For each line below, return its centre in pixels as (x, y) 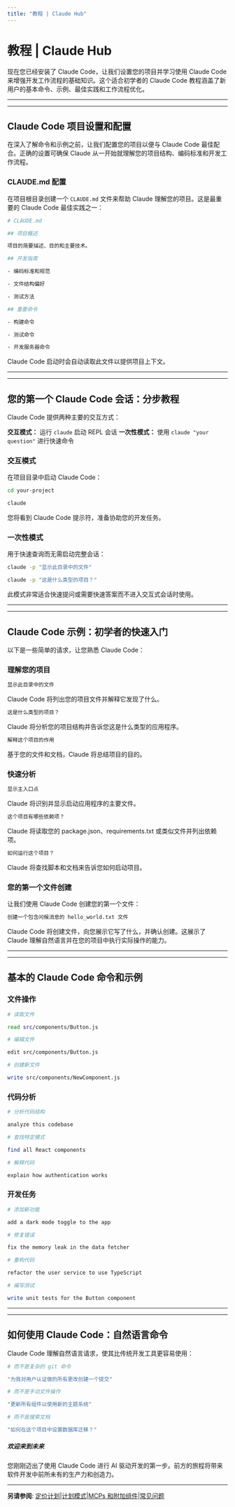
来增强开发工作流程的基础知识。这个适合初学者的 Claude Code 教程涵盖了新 (116, 80)
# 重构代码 (21, 1260)
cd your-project (31, 491)
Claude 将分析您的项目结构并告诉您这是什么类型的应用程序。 (95, 727)
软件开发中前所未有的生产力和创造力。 (62, 1474)
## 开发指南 (23, 259)
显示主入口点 (23, 789)
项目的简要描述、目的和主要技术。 (49, 246)
